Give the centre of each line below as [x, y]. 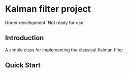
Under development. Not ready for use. [45, 23]
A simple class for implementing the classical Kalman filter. [65, 49]
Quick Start [23, 65]
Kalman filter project [48, 9]
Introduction [25, 38]
